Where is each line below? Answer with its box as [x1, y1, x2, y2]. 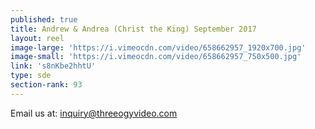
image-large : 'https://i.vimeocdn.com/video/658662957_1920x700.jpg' [10, 42, 307, 53]
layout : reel [10, 33, 65, 43]
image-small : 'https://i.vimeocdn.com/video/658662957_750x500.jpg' [10, 52, 302, 62]
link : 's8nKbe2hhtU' [10, 61, 97, 71]
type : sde [10, 71, 52, 81]
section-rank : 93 [10, 80, 83, 90]
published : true [10, 14, 78, 25]
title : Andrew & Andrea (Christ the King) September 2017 [10, 24, 257, 34]
